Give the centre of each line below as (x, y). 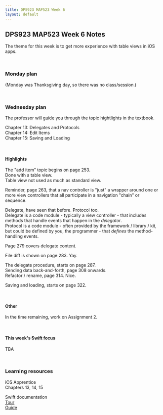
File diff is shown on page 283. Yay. (41, 256)
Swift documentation (26, 397)
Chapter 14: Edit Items (28, 133)
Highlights (16, 159)
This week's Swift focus (30, 338)
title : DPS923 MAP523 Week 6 (35, 10)
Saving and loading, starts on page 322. (46, 285)
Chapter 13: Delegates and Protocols (42, 127)
